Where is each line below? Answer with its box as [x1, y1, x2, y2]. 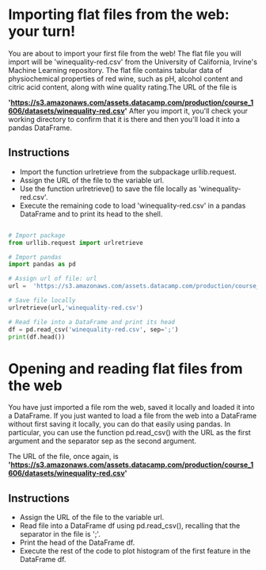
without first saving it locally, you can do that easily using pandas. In [8, 419, 231, 429]
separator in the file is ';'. [19, 530, 101, 539]
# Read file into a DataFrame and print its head [8, 318, 176, 326]
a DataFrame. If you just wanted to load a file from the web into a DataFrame [8, 411, 257, 421]
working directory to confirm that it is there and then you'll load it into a [8, 114, 240, 124]
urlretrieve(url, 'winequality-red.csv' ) [8, 304, 144, 312]
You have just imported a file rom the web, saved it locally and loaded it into [8, 403, 255, 412]
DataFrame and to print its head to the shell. [19, 208, 163, 219]
